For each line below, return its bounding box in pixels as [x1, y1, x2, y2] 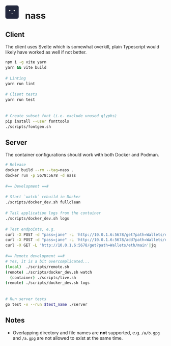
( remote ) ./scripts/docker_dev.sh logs [5, 280, 90, 285]
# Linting [5, 75, 26, 81]
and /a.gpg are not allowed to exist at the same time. [12, 335, 123, 341]
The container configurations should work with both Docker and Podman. [5, 152, 159, 158]
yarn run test [5, 97, 36, 102]
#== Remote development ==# [5, 254, 65, 259]
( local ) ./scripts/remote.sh [5, 264, 70, 270]
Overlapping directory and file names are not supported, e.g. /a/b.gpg [12, 329, 160, 336]
